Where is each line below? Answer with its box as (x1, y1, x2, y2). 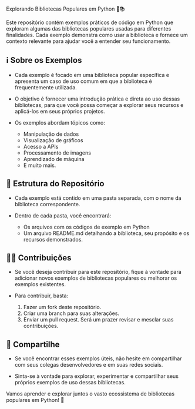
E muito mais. (23, 162, 56, 169)
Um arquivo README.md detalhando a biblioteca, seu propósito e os (23, 229, 190, 237)
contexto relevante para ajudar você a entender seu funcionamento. (6, 38, 171, 45)
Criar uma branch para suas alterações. (23, 310, 119, 317)
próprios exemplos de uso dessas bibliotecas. (14, 379, 126, 386)
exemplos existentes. (14, 281, 66, 288)
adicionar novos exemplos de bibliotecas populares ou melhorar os (14, 274, 177, 281)
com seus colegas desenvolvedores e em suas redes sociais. (14, 361, 163, 368)
